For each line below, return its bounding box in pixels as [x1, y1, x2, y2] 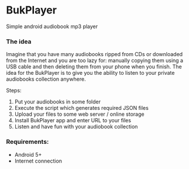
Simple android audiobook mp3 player [6, 23, 98, 30]
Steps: [6, 87, 22, 94]
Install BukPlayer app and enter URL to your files [14, 117, 132, 124]
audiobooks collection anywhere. [6, 75, 86, 82]
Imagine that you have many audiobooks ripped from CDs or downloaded [6, 51, 183, 58]
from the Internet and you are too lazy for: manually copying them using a [6, 57, 183, 64]
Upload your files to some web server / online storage [14, 111, 145, 118]
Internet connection [14, 157, 63, 164]
